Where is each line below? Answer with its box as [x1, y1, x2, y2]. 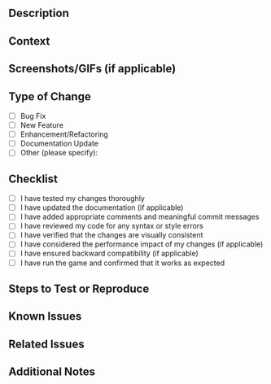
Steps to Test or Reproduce [8, 282, 150, 295]
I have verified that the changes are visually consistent [20, 230, 203, 240]
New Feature [20, 120, 63, 130]
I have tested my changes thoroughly [20, 194, 145, 203]
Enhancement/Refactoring [20, 129, 108, 139]
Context [8, 34, 50, 48]
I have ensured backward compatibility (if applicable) [20, 248, 199, 259]
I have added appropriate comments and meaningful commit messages [20, 212, 260, 222]
